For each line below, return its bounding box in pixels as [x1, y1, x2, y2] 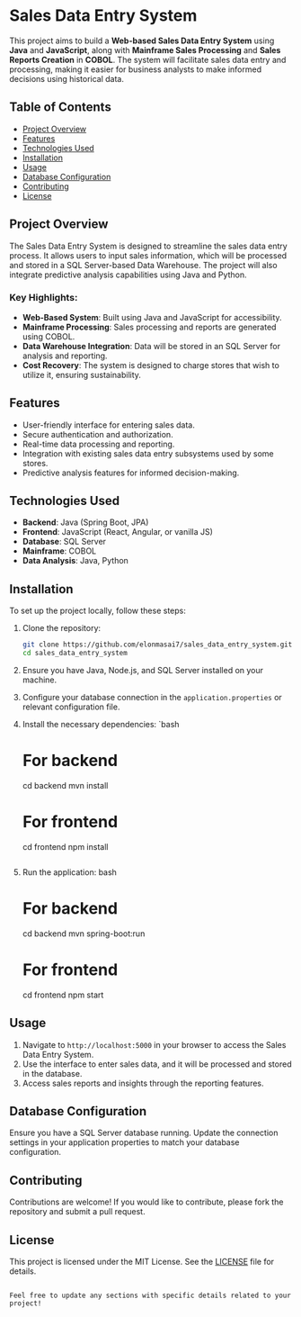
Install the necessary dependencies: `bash [22, 719, 180, 730]
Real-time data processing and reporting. [22, 438, 175, 449]
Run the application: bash [22, 866, 117, 878]
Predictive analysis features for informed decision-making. [22, 467, 240, 478]
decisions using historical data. [9, 73, 124, 84]
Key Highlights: [9, 292, 78, 304]
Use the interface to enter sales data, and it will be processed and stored [22, 1059, 292, 1069]
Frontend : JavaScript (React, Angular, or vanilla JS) [22, 527, 214, 537]
